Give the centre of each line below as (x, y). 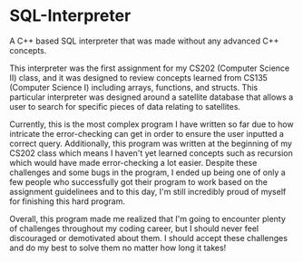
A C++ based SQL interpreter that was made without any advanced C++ (144, 41)
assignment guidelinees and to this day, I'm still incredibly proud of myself (148, 191)
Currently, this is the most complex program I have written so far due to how (151, 124)
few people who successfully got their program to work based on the (138, 181)
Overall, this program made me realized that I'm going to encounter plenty (147, 218)
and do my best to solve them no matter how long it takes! (118, 247)
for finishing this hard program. (67, 201)
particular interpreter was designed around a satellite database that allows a (151, 97)
